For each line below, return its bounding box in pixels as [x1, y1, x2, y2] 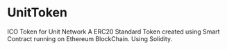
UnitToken [7, 5, 68, 21]
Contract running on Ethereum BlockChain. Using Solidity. [7, 34, 172, 42]
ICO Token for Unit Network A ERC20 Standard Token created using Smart [7, 27, 220, 36]
